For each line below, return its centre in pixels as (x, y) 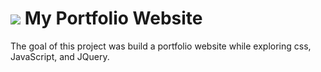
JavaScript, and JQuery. (60, 56)
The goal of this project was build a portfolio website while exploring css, (161, 46)
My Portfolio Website (113, 18)
